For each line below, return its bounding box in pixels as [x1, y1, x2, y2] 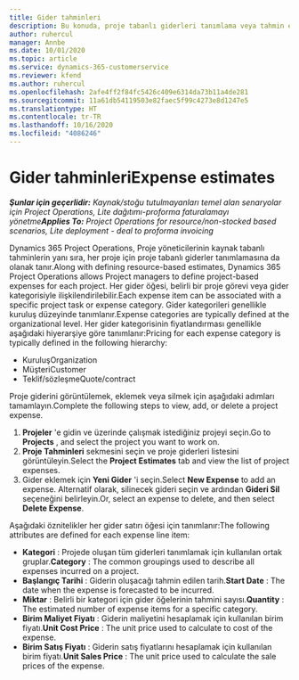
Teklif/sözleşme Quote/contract [21, 373, 136, 384]
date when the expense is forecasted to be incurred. [21, 585, 215, 595]
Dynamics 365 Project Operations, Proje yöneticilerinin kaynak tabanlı [9, 242, 265, 253]
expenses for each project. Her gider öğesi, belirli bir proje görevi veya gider [9, 280, 289, 291]
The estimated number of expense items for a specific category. [21, 603, 258, 614]
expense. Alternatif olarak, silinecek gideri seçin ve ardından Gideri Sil [21, 483, 280, 495]
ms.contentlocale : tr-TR [9, 112, 101, 121]
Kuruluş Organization [21, 354, 98, 365]
